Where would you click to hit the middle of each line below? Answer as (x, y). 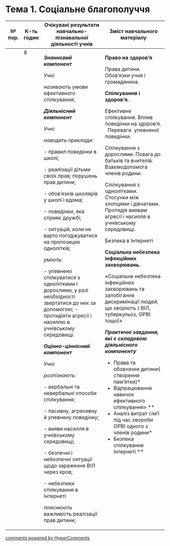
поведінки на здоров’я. (133, 124)
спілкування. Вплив (129, 117)
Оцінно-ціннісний (67, 346)
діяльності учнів (72, 44)
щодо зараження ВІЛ (70, 465)
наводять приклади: (69, 140)
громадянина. (122, 81)
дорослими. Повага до (133, 154)
